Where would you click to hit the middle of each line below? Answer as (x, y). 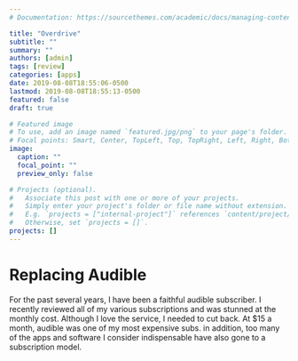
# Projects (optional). (53, 189)
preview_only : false (55, 173)
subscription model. (46, 347)
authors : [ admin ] (41, 59)
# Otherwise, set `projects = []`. (79, 223)
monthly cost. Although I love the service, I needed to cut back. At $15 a (141, 318)
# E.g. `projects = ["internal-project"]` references (114, 214)
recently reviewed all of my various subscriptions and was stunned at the (143, 309)
